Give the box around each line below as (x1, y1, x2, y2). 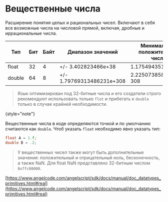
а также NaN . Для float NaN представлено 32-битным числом (17, 160, 150, 166)
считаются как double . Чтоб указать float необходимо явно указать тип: (5, 126, 161, 132)
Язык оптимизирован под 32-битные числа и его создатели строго (17, 90, 161, 96)
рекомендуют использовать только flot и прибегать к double (17, 96, 149, 102)
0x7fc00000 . (17, 165, 41, 171)
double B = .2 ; (5, 140, 37, 145)
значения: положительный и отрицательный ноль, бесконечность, (17, 154, 160, 160)
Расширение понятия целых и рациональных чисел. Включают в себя (5, 20, 155, 26)
